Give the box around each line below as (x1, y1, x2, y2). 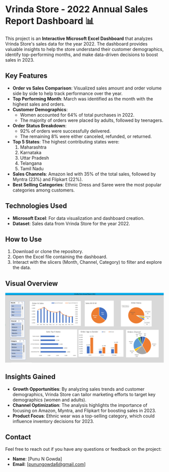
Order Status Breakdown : (12, 122, 67, 128)
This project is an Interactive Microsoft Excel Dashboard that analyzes (5, 35, 153, 41)
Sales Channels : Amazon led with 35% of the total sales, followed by (12, 171, 156, 177)
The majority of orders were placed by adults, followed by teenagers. (20, 117, 163, 123)
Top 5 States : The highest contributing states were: (12, 138, 120, 145)
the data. (12, 264, 31, 271)
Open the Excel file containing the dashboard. (12, 254, 108, 260)
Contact (5, 433, 31, 441)
